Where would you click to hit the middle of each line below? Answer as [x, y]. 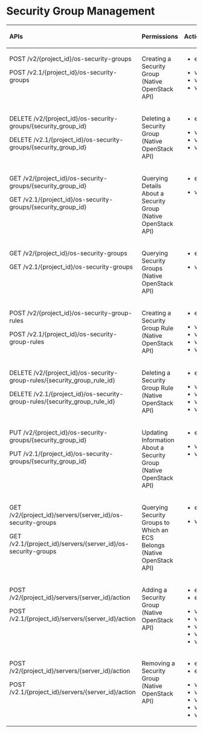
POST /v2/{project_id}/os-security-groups [70, 59]
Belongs [153, 545]
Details [151, 186]
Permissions [160, 36]
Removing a [158, 663]
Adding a [154, 590]
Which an [155, 530]
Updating [155, 432]
